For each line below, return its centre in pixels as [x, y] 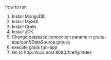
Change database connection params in [52, 37]
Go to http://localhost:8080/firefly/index [52, 52]
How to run [16, 7]
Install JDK [22, 32]
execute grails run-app [35, 47]
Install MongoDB [28, 16]
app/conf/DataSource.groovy [41, 42]
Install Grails [24, 27]
